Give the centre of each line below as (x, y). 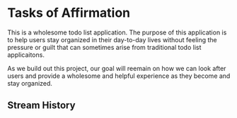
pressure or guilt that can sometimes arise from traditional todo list (104, 47)
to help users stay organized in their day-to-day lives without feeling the (112, 39)
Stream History (41, 106)
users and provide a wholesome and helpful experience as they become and (119, 76)
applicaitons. (26, 55)
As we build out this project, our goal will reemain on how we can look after (117, 68)
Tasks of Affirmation (69, 13)
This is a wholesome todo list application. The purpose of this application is (117, 32)
